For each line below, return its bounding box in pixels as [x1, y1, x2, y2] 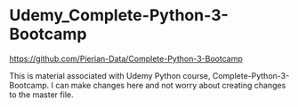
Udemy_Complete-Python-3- [9, 5, 229, 26]
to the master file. [9, 89, 74, 100]
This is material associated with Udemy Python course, [9, 70, 211, 80]
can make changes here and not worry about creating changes [54, 80, 286, 90]
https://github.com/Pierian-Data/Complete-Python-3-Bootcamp [9, 53, 243, 64]
